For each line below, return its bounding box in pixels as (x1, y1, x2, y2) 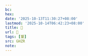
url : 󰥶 (5, 30, 19, 35)
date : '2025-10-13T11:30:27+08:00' (5, 16, 78, 21)
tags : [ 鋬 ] (5, 35, 27, 39)
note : (5, 43, 16, 48)
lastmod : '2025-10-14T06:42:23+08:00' (5, 20, 85, 26)
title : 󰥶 (5, 25, 23, 30)
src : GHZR (5, 39, 26, 44)
